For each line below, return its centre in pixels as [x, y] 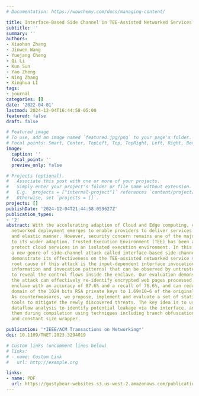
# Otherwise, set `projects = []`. [53, 198]
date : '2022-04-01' [30, 105]
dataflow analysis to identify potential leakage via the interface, [99, 308]
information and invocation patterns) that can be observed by [91, 269]
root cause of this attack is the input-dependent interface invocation [103, 264]
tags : [13, 88]
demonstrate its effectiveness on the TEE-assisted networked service [100, 258]
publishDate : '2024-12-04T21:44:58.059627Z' [62, 209]
